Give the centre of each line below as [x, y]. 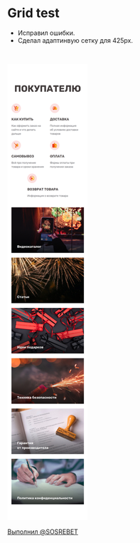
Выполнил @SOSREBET [43, 532]
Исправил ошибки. [46, 33]
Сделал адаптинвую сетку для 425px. [75, 40]
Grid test [34, 13]
